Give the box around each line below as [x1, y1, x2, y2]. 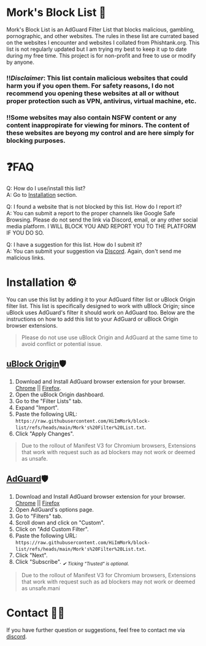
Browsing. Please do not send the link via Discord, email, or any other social [6, 216, 198, 223]
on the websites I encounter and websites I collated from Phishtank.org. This [6, 39, 200, 46]
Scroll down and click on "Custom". [15, 519, 105, 526]
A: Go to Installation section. [6, 191, 78, 198]
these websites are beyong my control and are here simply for [6, 128, 194, 137]
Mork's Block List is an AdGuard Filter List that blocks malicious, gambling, [6, 26, 195, 33]
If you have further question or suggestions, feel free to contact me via [6, 626, 185, 634]
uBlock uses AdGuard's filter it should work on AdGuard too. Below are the [6, 309, 195, 316]
